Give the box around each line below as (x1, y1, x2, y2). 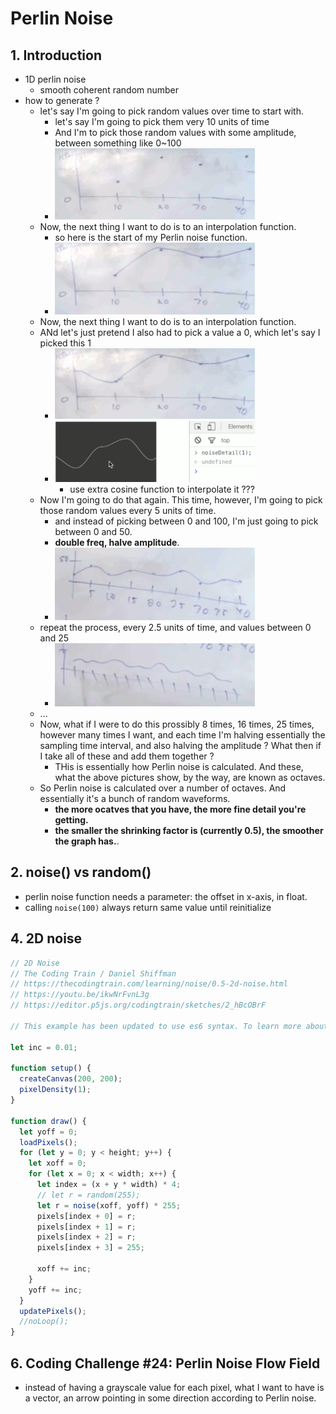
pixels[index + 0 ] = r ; (36, 1211, 137, 1221)
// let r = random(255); (36, 1190, 141, 1200)
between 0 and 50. (54, 526, 133, 537)
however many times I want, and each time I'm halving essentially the (39, 729, 326, 741)
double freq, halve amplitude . (54, 537, 180, 548)
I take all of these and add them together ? (39, 750, 215, 762)
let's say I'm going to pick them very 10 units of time (54, 116, 270, 127)
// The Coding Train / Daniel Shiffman (10, 968, 177, 979)
